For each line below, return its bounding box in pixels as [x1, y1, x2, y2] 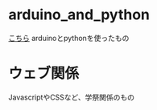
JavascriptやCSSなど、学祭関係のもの [8, 92, 135, 102]
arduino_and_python [8, 6, 151, 24]
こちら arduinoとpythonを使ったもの [8, 33, 130, 43]
